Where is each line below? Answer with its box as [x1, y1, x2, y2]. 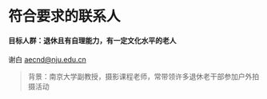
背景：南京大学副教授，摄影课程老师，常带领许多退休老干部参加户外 [27, 72, 253, 81]
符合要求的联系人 [8, 7, 122, 26]
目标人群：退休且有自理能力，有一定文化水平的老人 [8, 35, 177, 45]
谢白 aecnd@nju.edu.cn [8, 55, 86, 65]
